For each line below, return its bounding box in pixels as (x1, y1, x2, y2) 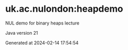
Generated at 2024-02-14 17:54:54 (5, 39, 79, 46)
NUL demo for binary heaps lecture (5, 20, 80, 26)
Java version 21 (5, 30, 38, 36)
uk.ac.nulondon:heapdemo (5, 3, 123, 15)
